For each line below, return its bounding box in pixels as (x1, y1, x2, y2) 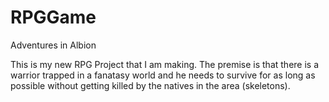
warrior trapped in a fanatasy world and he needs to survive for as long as (10, 69, 316, 81)
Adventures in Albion (10, 39, 97, 51)
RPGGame (10, 6, 97, 29)
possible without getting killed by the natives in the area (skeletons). (10, 79, 291, 91)
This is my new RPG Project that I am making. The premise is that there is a (10, 58, 320, 70)
